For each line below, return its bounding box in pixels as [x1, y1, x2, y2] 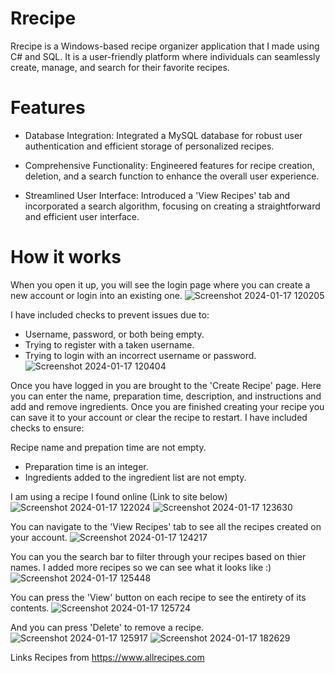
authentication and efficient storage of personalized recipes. [24, 140, 275, 152]
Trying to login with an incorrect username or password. [24, 349, 257, 361]
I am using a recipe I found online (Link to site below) [10, 490, 228, 502]
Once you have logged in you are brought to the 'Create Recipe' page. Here [10, 379, 322, 391]
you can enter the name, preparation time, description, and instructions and [10, 390, 322, 402]
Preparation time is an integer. [24, 460, 149, 472]
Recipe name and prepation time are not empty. [10, 441, 207, 453]
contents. [10, 602, 50, 614]
